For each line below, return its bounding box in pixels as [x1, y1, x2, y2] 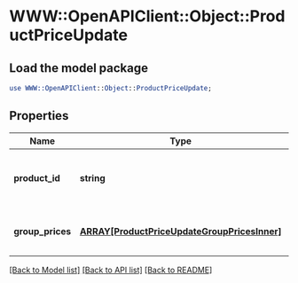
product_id [13, 171, 60, 184]
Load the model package [9, 60, 149, 75]
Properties [9, 108, 69, 123]
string [79, 171, 106, 184]
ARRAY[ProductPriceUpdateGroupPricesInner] [79, 224, 282, 237]
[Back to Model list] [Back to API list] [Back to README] [9, 264, 213, 275]
